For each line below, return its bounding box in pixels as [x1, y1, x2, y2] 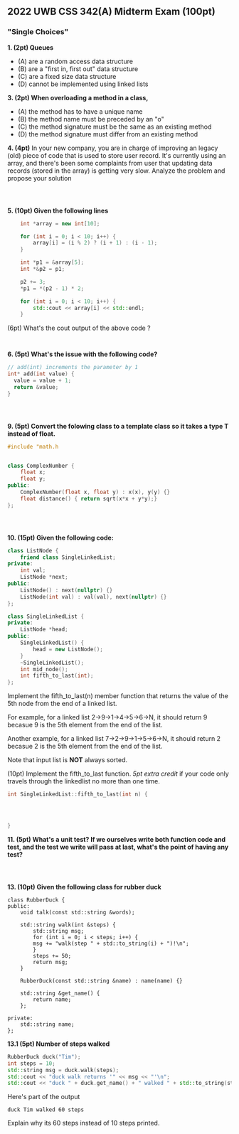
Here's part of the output [7, 1093, 80, 1101]
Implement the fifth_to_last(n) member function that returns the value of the [7, 692, 229, 700]
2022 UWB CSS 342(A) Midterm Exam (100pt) [7, 6, 216, 18]
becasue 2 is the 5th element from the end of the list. [7, 742, 163, 751]
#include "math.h [7, 443, 59, 450]
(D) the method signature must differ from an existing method [17, 129, 198, 138]
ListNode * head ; [20, 626, 69, 633]
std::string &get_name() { [20, 990, 100, 997]
